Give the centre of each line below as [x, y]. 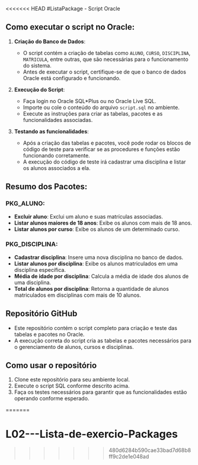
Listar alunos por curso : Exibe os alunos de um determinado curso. [97, 229]
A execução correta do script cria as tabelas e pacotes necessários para [103, 341]
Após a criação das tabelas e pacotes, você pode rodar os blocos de [107, 143]
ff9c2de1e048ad [129, 457]
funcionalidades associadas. [58, 120]
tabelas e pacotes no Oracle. [49, 334]
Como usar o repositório [51, 365]
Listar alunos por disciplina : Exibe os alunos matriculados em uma [96, 264]
